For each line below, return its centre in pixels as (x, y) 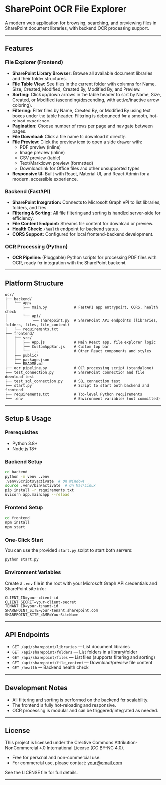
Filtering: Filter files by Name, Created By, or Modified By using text (81, 110)
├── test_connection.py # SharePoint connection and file (75, 373)
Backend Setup (24, 461)
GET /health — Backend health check (50, 667)
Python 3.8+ (25, 443)
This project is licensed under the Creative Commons (59, 743)
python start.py (22, 560)
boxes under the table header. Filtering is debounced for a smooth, (80, 116)
